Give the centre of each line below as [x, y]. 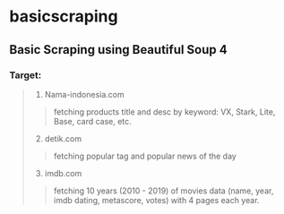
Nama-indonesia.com [84, 94]
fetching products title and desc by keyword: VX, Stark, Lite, [164, 111]
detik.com [63, 138]
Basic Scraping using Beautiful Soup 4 [118, 50]
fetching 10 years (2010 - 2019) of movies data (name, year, [164, 191]
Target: [26, 75]
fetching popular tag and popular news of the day [145, 156]
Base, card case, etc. [92, 121]
